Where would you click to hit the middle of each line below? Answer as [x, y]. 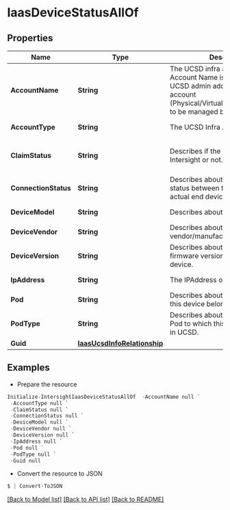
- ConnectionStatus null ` [47, 416]
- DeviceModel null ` [39, 422]
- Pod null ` [27, 448]
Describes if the [195, 151]
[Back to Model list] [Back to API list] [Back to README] [86, 500]
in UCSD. [184, 332]
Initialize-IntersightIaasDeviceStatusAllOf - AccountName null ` [104, 397]
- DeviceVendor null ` [41, 429]
